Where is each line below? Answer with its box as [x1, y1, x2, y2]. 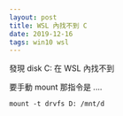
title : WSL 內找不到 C [9, 21, 88, 30]
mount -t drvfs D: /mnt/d [9, 99, 104, 109]
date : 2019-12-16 [9, 29, 73, 38]
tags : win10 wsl [9, 37, 69, 47]
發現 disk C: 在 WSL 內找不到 [9, 63, 115, 73]
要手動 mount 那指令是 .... [9, 81, 103, 93]
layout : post [9, 12, 58, 22]
